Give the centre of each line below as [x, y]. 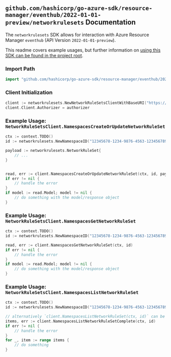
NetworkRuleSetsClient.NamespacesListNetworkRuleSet [72, 292]
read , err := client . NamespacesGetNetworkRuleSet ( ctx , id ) [69, 245]
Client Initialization [29, 92]
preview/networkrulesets [45, 23]
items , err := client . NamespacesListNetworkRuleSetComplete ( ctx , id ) [81, 321]
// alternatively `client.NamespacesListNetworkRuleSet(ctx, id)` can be [85, 317]
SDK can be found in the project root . [44, 55]
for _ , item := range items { [37, 340]
